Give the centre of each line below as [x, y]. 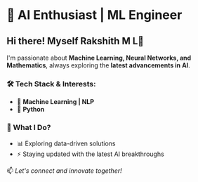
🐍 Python [31, 110]
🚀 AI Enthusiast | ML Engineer [94, 15]
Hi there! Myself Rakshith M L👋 [75, 41]
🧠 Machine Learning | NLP [55, 102]
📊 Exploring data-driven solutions [66, 143]
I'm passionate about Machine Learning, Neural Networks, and [99, 58]
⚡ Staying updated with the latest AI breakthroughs [90, 154]
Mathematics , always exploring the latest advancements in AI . [98, 65]
